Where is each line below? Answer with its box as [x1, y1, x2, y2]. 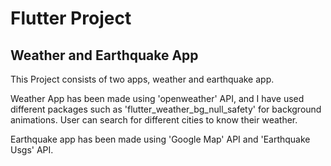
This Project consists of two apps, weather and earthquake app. [10, 73, 275, 85]
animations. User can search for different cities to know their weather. [10, 114, 298, 126]
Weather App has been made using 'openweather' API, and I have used [10, 93, 305, 104]
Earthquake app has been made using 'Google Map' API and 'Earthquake [10, 133, 311, 145]
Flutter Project [10, 7, 132, 30]
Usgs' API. [10, 144, 54, 156]
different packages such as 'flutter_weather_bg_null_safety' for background [10, 103, 322, 115]
